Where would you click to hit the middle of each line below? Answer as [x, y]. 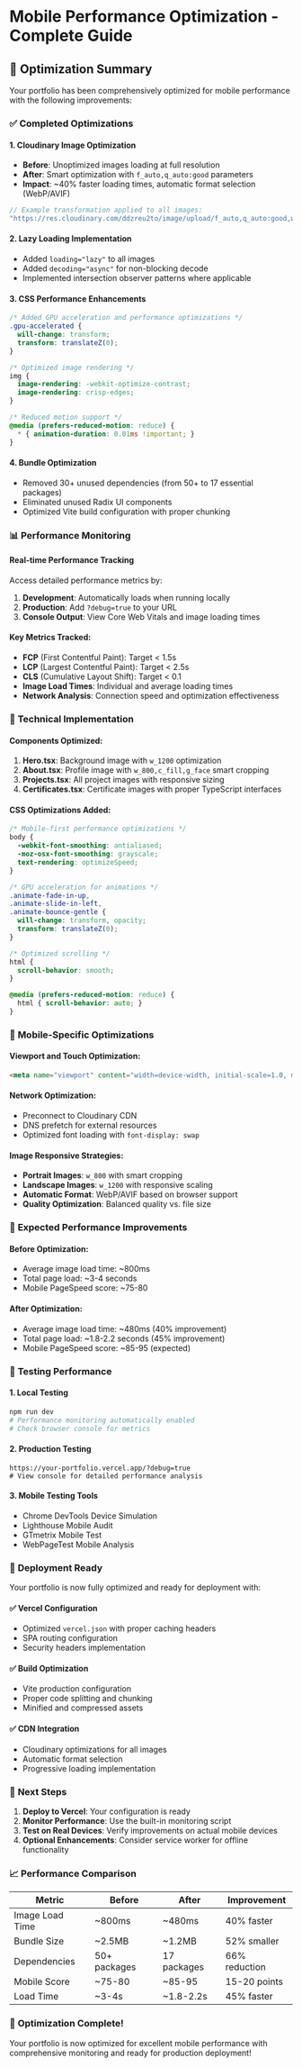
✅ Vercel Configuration [53, 1608]
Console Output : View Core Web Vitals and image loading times [141, 616]
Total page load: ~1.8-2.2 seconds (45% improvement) [124, 1338]
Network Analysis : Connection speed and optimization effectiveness [151, 696]
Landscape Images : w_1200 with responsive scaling [117, 1185]
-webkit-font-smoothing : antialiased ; [90, 846]
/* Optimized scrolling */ [60, 953]
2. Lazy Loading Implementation [71, 239]
